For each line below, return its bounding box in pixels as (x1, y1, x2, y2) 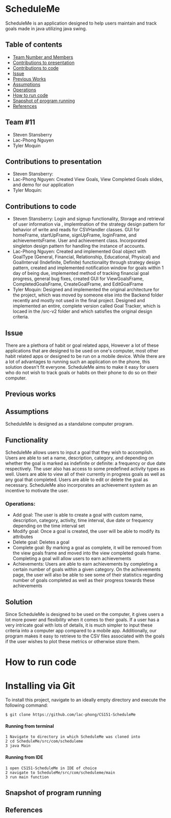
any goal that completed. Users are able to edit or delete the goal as (5, 476, 149, 483)
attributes (12, 534, 33, 540)
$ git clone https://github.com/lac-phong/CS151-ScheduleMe (5, 712, 136, 717)
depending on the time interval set (12, 523, 85, 529)
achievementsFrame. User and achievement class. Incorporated (12, 237, 148, 244)
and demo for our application (12, 182, 74, 188)
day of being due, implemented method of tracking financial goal (12, 270, 150, 276)
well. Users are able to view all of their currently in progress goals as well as (5, 471, 165, 477)
